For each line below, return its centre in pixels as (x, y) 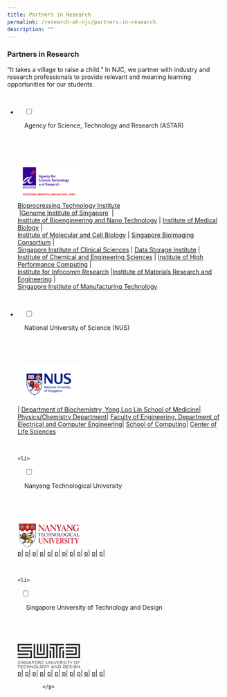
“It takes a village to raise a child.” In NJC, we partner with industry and (109, 69)
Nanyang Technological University (73, 486)
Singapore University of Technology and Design (94, 607)
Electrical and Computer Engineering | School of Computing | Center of (117, 424)
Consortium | (36, 242)
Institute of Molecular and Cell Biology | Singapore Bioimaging (106, 235)
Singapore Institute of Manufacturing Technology (87, 286)
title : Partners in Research (49, 15)
